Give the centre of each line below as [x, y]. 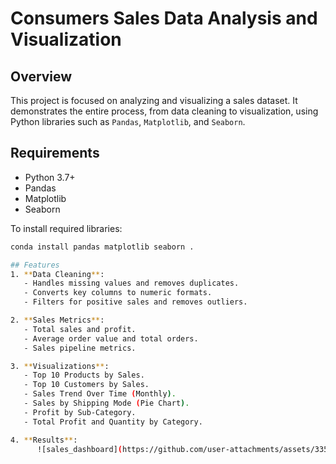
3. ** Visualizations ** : [60, 366]
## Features [35, 265]
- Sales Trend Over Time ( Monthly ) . [100, 394]
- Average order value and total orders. [111, 338]
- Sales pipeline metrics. [80, 348]
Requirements [55, 153]
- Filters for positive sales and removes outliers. [135, 302]
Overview [41, 76]
